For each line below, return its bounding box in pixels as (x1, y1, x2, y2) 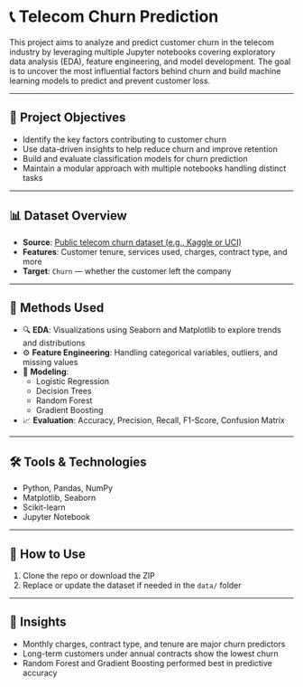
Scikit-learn (22, 502, 66, 513)
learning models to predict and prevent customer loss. (9, 75, 211, 86)
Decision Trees (35, 386, 92, 397)
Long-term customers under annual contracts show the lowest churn (22, 648, 280, 659)
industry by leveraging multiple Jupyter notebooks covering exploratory (9, 46, 276, 57)
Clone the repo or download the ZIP (22, 570, 156, 580)
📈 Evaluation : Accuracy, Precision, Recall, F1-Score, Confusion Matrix (22, 415, 286, 426)
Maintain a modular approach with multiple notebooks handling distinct (22, 163, 287, 174)
